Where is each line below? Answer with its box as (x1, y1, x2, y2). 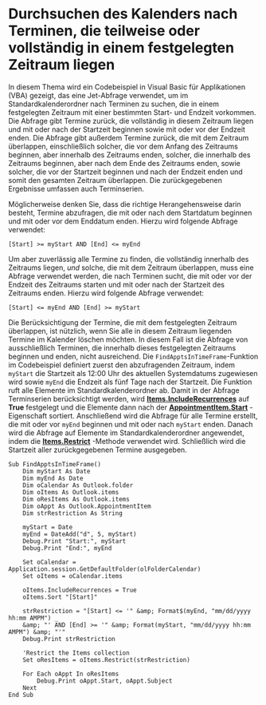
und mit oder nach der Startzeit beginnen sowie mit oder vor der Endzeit (8, 125, 245, 134)
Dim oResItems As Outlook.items (22, 495, 130, 503)
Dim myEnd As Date (22, 474, 84, 482)
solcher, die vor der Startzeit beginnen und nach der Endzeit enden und (8, 167, 243, 176)
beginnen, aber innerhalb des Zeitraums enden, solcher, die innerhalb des (8, 149, 251, 160)
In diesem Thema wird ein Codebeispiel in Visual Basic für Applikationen (8, 81, 245, 92)
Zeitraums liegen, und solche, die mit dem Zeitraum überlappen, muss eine (8, 263, 254, 272)
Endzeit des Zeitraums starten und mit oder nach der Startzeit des (8, 279, 225, 289)
